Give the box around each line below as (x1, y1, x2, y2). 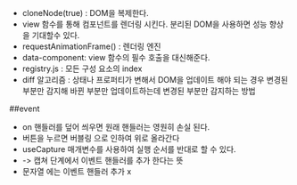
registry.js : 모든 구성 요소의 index (21, 63, 143, 74)
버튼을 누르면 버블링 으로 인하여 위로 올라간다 (21, 133, 180, 143)
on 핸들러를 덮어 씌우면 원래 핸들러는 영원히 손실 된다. (21, 122, 210, 132)
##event (9, 103, 40, 114)
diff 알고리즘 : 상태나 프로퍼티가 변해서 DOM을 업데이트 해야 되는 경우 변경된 (21, 75, 288, 84)
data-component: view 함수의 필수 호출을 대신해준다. (21, 52, 210, 62)
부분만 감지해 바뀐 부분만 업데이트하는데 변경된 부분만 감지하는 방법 (21, 85, 256, 96)
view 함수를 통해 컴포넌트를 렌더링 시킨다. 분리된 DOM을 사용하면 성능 (21, 19, 268, 29)
